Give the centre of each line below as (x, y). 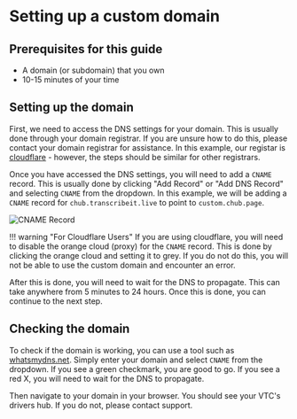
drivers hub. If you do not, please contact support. (101, 405)
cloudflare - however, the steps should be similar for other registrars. (135, 157)
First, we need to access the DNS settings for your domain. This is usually (144, 128)
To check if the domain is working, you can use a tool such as (122, 350)
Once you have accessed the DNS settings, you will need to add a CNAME (141, 174)
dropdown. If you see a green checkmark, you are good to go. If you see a (145, 369)
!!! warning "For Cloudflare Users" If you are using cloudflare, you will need (146, 237)
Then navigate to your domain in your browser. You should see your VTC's (145, 395)
